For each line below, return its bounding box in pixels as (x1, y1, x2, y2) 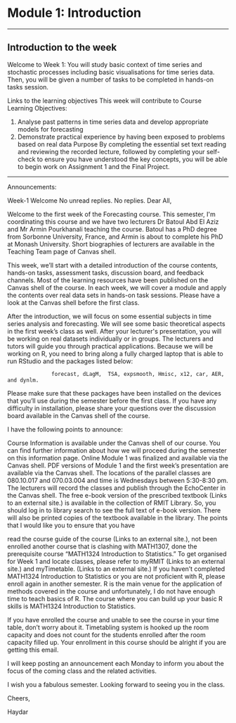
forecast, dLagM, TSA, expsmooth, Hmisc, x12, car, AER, (51, 370, 225, 377)
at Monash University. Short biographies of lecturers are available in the (7, 239, 215, 248)
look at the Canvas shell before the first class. (7, 298, 140, 307)
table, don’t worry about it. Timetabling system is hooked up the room (7, 623, 209, 631)
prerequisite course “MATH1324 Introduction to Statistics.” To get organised (7, 549, 227, 558)
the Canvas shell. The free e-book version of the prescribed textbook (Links (7, 491, 227, 499)
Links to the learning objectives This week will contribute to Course (7, 96, 202, 105)
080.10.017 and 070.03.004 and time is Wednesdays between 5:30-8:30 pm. (7, 476, 228, 484)
